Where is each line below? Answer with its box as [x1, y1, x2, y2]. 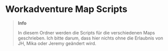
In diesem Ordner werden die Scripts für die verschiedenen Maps [17, 29, 155, 35]
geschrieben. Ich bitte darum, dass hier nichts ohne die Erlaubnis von [17, 35, 163, 41]
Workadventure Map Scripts [5, 3, 128, 15]
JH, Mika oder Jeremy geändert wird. [17, 40, 97, 46]
